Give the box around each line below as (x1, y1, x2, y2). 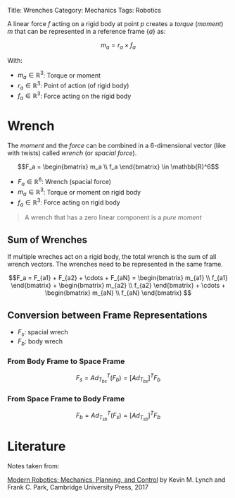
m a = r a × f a (101, 41, 136, 51)
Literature (7, 439, 66, 454)
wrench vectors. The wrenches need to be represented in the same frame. (7, 260, 223, 269)
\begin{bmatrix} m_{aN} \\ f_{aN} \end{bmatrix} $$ (44, 289, 192, 297)
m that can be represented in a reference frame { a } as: (7, 28, 166, 35)
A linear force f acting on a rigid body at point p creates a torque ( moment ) (7, 20, 224, 28)
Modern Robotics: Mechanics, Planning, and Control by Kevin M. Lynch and (7, 475, 226, 484)
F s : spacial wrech (17, 328, 68, 338)
